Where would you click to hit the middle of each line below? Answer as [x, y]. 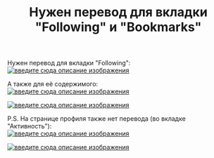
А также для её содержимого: [53, 84]
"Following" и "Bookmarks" [118, 27]
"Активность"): [30, 126]
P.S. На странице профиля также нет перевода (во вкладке [97, 119]
